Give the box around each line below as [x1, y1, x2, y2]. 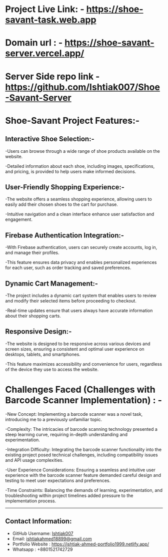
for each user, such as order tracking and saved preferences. [5, 264, 131, 271]
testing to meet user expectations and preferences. [5, 477, 111, 483]
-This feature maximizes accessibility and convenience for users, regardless [5, 361, 162, 367]
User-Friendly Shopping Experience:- [5, 183, 125, 191]
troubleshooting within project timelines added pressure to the [5, 492, 133, 498]
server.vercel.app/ [5, 48, 84, 59]
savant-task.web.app [5, 14, 96, 26]
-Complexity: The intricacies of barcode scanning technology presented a [5, 426, 157, 432]
